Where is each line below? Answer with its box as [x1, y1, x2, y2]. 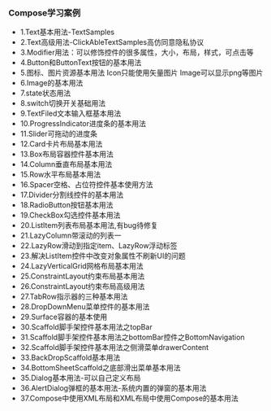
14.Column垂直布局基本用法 [19, 160, 113, 169]
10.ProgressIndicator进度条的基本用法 [19, 119, 147, 129]
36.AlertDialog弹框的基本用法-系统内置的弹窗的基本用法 [19, 383, 207, 393]
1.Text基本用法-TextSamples [19, 27, 115, 37]
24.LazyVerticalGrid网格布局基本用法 [19, 261, 144, 271]
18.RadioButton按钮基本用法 [19, 200, 114, 210]
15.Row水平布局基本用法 [19, 169, 101, 180]
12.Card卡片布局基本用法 [19, 139, 103, 149]
